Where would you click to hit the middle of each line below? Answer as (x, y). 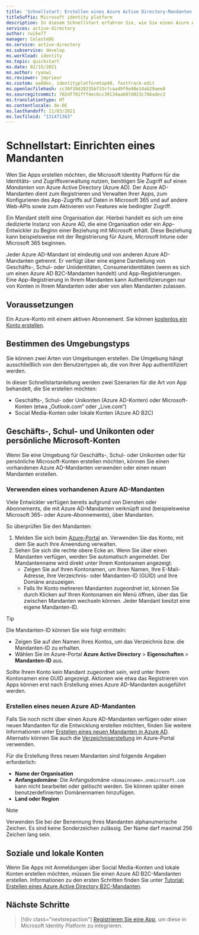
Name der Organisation (44, 774)
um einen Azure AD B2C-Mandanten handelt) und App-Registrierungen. (94, 273)
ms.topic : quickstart (33, 61)
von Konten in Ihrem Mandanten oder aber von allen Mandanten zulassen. (96, 286)
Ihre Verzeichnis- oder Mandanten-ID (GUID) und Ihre (112, 575)
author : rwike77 (26, 34)
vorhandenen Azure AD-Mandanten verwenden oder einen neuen (86, 467)
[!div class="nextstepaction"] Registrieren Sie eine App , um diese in (103, 919)
